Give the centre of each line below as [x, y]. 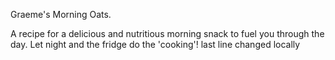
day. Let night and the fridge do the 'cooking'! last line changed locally [155, 44]
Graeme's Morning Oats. [61, 14]
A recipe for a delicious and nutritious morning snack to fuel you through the [167, 33]
